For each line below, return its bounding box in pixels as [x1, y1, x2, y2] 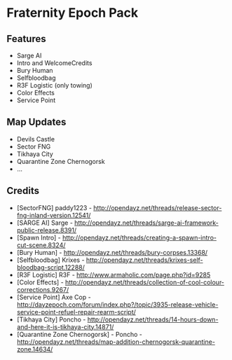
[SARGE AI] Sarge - [16, 219, 73, 227]
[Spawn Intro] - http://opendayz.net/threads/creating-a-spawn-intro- [16, 233, 217, 242]
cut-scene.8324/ [16, 240, 66, 249]
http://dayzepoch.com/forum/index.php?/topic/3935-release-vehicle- [16, 300, 219, 309]
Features [6, 33, 46, 45]
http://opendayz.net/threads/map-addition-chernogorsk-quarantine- [16, 338, 215, 346]
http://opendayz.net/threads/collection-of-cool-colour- [64, 278, 225, 286]
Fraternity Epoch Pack [6, 5, 138, 21]
